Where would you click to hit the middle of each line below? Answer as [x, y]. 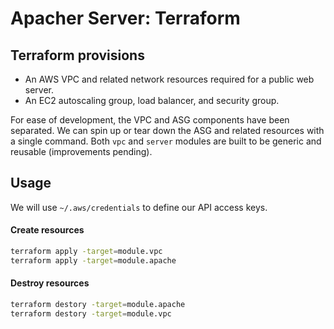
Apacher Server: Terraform [125, 18]
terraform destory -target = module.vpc [91, 313]
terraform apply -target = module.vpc [86, 252]
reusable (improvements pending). [81, 151]
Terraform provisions [77, 55]
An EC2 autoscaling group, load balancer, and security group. [152, 100]
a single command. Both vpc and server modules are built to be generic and [166, 141]
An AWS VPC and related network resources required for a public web [169, 79]
